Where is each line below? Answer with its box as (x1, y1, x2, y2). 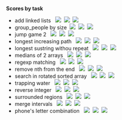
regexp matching (14, 59, 56, 66)
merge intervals (14, 101, 53, 107)
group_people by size (14, 24, 67, 31)
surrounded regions (14, 94, 63, 100)
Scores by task (6, 5, 43, 12)
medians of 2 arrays (14, 52, 63, 59)
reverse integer (14, 87, 52, 93)
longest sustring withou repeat (14, 45, 89, 52)
